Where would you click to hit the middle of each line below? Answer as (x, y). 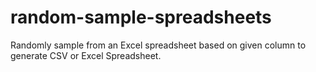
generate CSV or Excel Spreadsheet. (86, 55)
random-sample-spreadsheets (141, 17)
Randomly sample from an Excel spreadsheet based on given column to (158, 45)
